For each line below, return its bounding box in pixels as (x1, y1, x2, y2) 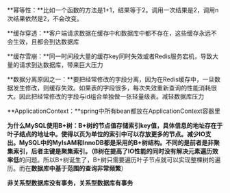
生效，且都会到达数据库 (12, 38, 79, 46)
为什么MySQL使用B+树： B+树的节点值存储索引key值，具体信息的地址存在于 (7, 122, 223, 129)
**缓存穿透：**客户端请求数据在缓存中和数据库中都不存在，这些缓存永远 (7, 29, 212, 37)
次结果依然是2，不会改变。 (7, 14, 84, 23)
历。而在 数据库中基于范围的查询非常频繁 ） (7, 164, 127, 172)
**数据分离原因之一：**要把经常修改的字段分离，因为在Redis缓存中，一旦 (7, 75, 215, 83)
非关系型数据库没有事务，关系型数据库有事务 (7, 179, 133, 187)
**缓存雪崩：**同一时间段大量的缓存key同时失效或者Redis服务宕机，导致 (7, 52, 213, 60)
